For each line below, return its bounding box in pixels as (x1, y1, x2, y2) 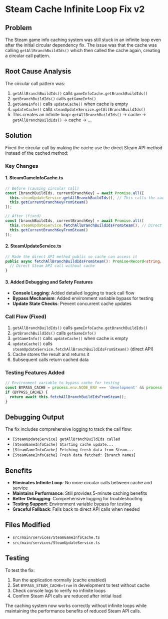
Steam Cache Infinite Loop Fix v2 (5, 4, 145, 15)
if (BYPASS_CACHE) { (5, 390, 48, 395)
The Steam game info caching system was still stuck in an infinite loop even (5, 37, 161, 43)
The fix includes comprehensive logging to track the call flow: (5, 426, 132, 432)
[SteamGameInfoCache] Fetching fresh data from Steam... (12, 447, 134, 453)
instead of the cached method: (5, 150, 68, 156)
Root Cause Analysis (5, 67, 71, 76)
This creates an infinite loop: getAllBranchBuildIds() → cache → (12, 111, 146, 117)
